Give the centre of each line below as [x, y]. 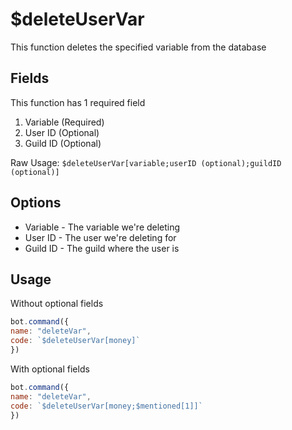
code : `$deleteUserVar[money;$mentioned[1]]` [106, 406]
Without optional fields [57, 304]
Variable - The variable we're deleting [102, 227]
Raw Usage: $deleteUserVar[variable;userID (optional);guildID [146, 162]
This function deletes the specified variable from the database [138, 47]
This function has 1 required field [78, 102]
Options [36, 203]
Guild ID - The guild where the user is [102, 248]
